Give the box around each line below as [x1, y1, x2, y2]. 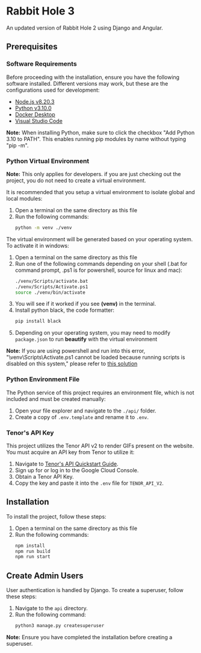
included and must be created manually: [6, 395, 106, 402]
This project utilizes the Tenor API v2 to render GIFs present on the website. [6, 442, 194, 449]
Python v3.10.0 [14, 104, 52, 112]
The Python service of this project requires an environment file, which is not [6, 389, 194, 396]
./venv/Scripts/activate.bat [14, 278, 88, 284]
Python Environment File [6, 375, 80, 383]
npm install [14, 543, 45, 549]
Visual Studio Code [14, 117, 63, 124]
